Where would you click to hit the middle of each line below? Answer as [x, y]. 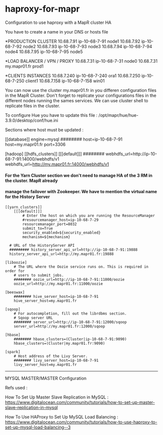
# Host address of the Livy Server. [51, 356]
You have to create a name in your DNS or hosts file [57, 32]
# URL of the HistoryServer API [42, 245]
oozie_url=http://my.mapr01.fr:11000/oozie [58, 284]
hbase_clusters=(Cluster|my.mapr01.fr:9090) [59, 343]
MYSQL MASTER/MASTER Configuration [46, 378]
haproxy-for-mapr [42, 9]
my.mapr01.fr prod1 [24, 66]
